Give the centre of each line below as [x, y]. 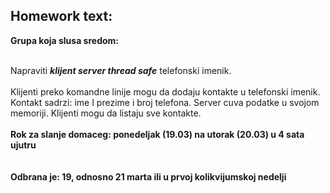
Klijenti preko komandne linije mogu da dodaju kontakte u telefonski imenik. [165, 91]
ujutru [23, 145]
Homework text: [61, 16]
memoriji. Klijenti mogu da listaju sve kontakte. [106, 113]
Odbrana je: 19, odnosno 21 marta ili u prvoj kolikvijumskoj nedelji [148, 176]
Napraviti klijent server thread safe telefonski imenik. [121, 70]
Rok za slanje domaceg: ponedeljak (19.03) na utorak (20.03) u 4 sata [157, 134]
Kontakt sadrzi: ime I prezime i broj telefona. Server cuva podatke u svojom [165, 102]
